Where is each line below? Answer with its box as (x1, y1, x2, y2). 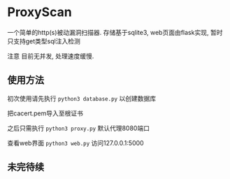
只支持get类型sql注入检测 (7, 36, 80, 45)
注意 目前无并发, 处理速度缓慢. (7, 52, 94, 60)
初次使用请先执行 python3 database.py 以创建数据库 (7, 94, 156, 102)
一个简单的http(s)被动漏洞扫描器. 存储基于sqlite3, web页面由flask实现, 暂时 (7, 28, 223, 36)
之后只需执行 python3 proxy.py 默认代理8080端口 (7, 124, 150, 132)
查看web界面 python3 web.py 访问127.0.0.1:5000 (7, 138, 145, 147)
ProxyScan (7, 4, 72, 20)
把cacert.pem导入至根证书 (7, 109, 84, 117)
